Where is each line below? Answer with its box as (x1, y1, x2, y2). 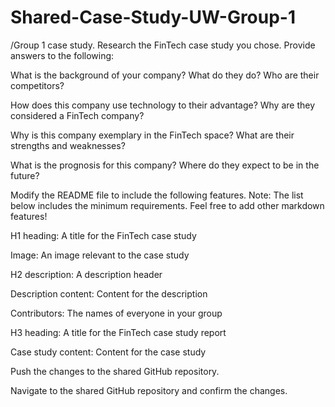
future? (10, 169, 40, 181)
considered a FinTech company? (10, 109, 145, 121)
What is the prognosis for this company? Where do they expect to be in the (10, 159, 320, 171)
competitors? (10, 79, 65, 91)
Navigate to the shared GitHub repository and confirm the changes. (10, 384, 288, 396)
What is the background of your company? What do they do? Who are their (10, 69, 320, 81)
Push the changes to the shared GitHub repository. (10, 365, 220, 377)
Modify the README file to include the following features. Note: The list (10, 189, 304, 201)
